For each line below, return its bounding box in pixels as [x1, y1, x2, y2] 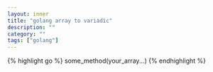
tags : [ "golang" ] [7, 37, 59, 44]
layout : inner [7, 10, 50, 18]
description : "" [7, 24, 55, 31]
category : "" [7, 30, 46, 38]
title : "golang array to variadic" [7, 17, 113, 24]
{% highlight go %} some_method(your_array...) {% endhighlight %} [7, 56, 207, 65]
